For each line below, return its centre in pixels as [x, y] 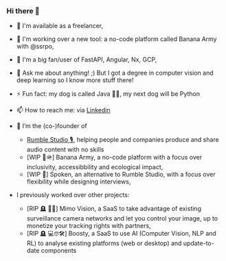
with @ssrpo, [35, 47]
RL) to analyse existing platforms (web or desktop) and [104, 243]
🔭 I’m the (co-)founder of [52, 126]
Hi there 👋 [23, 11]
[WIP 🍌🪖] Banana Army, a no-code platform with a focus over [114, 158]
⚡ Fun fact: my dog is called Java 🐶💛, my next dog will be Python [108, 94]
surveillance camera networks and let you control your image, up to [122, 219]
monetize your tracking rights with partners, [89, 226]
